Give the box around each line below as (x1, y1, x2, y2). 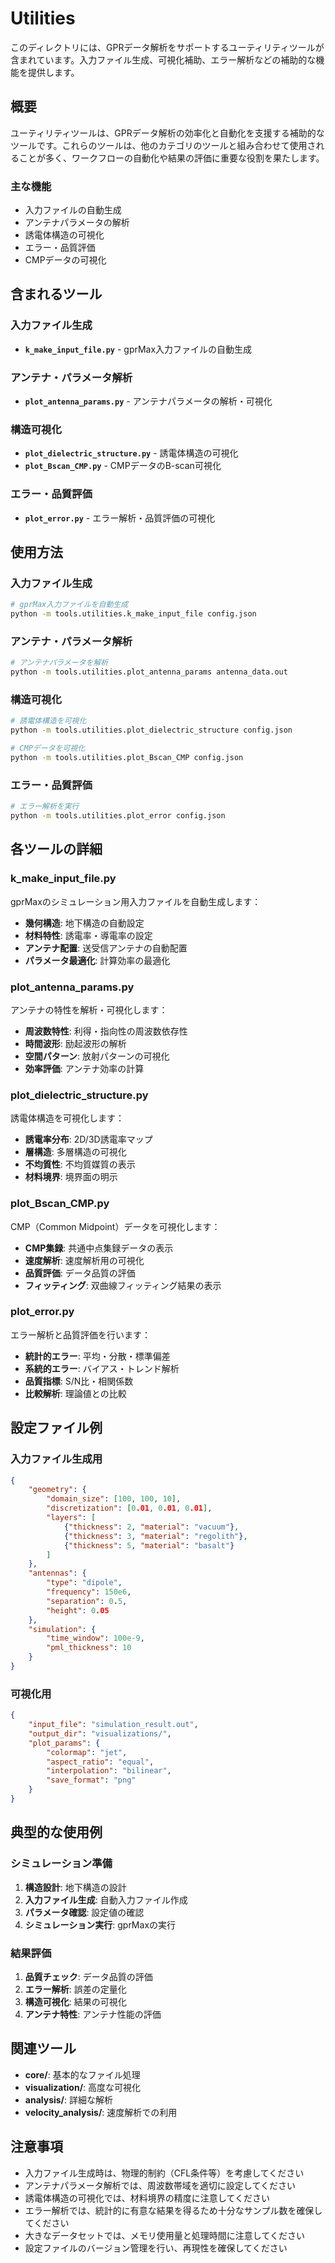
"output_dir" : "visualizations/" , (28, 1728, 172, 1739)
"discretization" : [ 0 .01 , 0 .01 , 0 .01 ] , (46, 1503, 213, 1514)
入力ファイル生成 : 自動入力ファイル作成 (24, 1893, 188, 1906)
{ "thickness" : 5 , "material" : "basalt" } (63, 1540, 235, 1551)
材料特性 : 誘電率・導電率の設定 (24, 929, 153, 941)
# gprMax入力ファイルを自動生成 (10, 600, 129, 610)
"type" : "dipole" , (46, 1578, 123, 1588)
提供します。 (27, 66, 80, 78)
